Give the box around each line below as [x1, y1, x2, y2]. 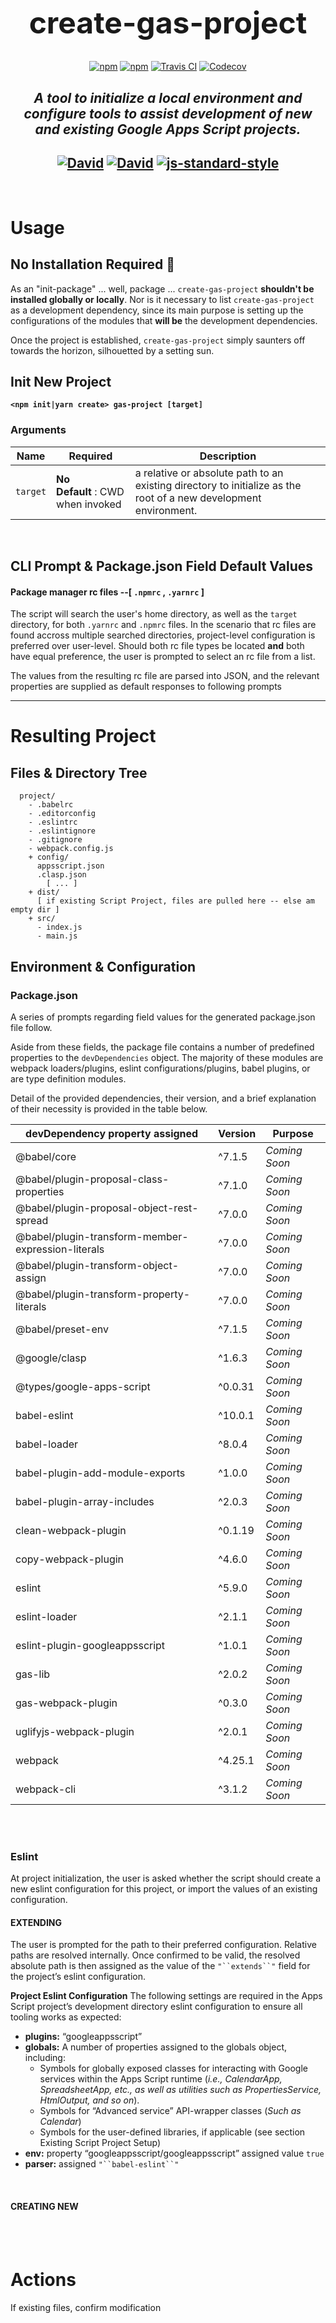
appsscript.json [36, 861, 105, 871]
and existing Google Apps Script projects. [34, 121, 302, 138]
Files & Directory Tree [10, 764, 148, 781]
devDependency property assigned [25, 1126, 199, 1140]
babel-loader [15, 1437, 79, 1451]
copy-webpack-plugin [15, 1552, 125, 1566]
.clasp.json [36, 870, 87, 880]
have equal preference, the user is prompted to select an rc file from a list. [10, 651, 316, 663]
